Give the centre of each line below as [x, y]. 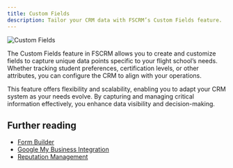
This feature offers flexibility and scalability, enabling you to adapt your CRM [116, 89]
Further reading [42, 125]
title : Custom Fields [39, 14]
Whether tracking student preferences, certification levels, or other [103, 68]
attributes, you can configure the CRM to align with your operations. [104, 75]
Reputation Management [53, 157]
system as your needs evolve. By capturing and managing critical [101, 96]
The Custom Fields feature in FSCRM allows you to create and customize [112, 53]
